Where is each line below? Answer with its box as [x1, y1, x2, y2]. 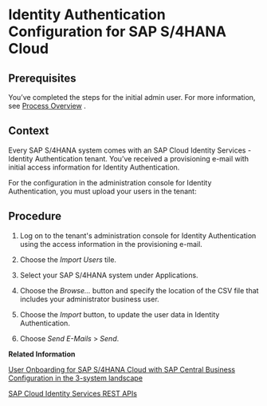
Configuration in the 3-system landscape [8, 373, 143, 383]
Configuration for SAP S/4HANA [8, 22, 227, 41]
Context [8, 124, 49, 137]
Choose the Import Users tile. [19, 254, 117, 265]
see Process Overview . [8, 101, 86, 110]
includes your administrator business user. [19, 294, 159, 304]
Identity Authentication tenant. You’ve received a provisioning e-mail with [8, 153, 249, 163]
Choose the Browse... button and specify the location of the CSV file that [19, 285, 259, 295]
